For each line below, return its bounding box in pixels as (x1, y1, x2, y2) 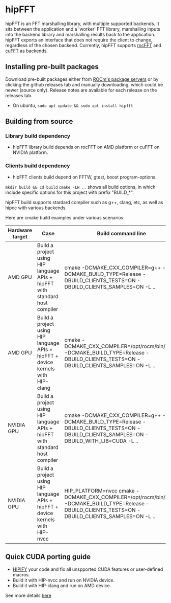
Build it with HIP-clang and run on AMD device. (12, 582, 111, 589)
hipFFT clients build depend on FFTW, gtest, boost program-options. (12, 174, 157, 180)
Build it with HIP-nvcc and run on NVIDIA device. (12, 577, 115, 583)
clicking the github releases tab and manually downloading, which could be (5, 81, 163, 87)
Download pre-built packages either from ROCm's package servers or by (5, 76, 159, 82)
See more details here (5, 592, 52, 598)
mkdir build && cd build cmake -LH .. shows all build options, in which (5, 184, 156, 190)
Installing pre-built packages (5, 62, 99, 71)
